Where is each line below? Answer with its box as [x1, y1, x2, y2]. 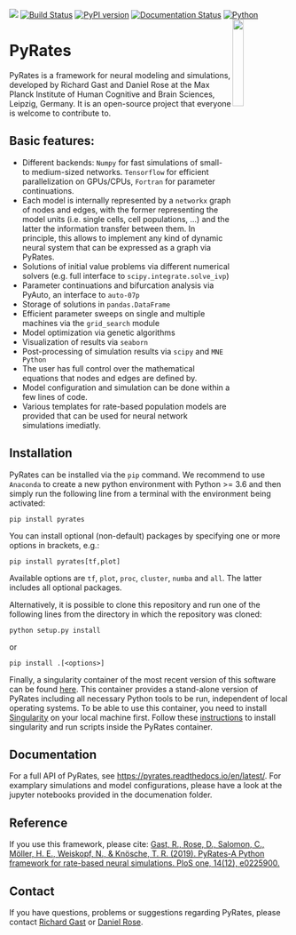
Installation [9, 445, 73, 461]
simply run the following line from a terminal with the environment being [9, 488, 272, 499]
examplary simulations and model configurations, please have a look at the [9, 780, 283, 791]
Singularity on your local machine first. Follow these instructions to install [9, 712, 277, 723]
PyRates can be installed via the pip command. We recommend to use [9, 469, 266, 480]
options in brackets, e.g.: [9, 539, 100, 550]
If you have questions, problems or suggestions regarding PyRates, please [9, 907, 281, 917]
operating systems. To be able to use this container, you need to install [9, 702, 268, 713]
